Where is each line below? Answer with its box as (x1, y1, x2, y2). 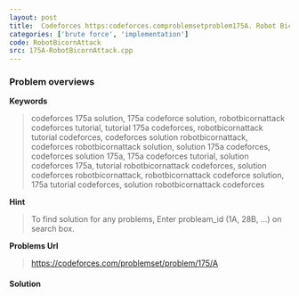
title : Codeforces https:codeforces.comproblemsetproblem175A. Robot (9, 21, 277, 30)
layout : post (9, 12, 58, 22)
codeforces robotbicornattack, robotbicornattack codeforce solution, (30, 170, 285, 181)
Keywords (9, 95, 48, 107)
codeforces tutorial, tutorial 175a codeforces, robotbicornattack (30, 122, 264, 134)
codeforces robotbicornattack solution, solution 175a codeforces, (30, 142, 271, 152)
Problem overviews (9, 76, 95, 88)
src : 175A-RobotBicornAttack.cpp (9, 46, 133, 55)
